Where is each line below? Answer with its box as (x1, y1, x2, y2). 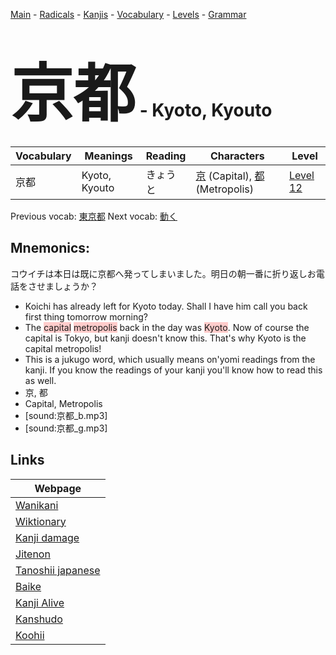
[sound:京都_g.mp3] (24, 422, 108, 434)
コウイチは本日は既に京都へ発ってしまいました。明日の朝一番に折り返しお (10, 267, 317, 279)
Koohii (15, 628, 45, 642)
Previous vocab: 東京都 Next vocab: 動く (10, 210, 178, 222)
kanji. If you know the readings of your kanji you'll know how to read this (24, 364, 323, 376)
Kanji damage (15, 530, 80, 544)
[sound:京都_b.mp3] (24, 409, 108, 421)
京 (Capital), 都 (195, 169, 265, 183)
